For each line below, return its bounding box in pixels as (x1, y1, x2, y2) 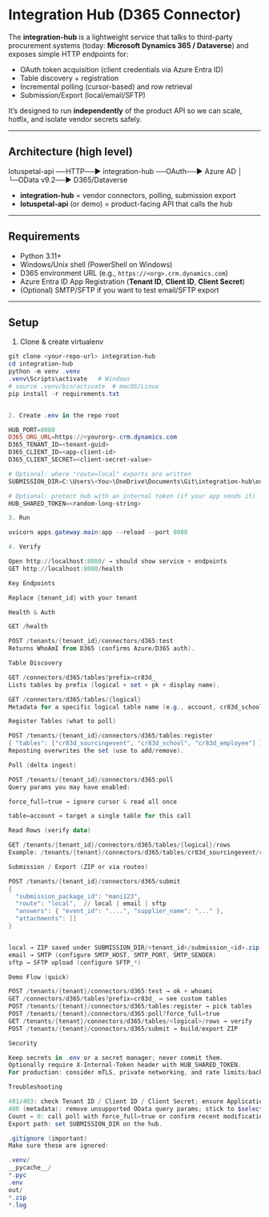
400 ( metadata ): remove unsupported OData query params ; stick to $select (8, 1105, 263, 1113)
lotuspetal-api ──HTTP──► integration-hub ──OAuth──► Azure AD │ (8, 166, 243, 176)
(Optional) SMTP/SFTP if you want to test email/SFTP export (19, 285, 219, 294)
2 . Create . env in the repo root (8, 411, 120, 419)
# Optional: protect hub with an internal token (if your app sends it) (8, 491, 256, 500)
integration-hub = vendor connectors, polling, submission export (19, 190, 236, 200)
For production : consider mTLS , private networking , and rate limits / (8, 1069, 249, 1077)
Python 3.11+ (19, 251, 62, 261)
